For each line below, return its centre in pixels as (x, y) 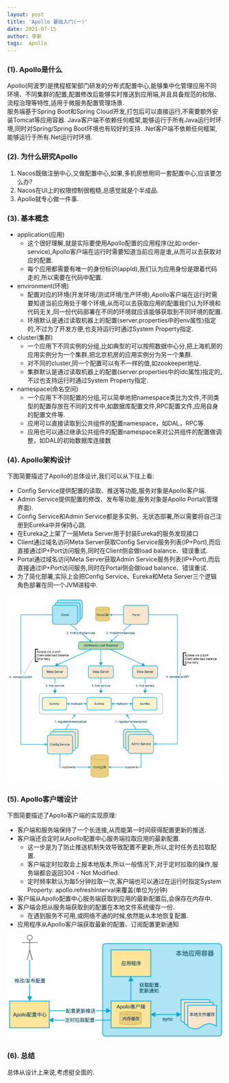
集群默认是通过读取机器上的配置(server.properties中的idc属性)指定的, (124, 372)
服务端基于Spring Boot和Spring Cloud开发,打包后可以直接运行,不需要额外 (110, 112)
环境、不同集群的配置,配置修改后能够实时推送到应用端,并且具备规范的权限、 (114, 94)
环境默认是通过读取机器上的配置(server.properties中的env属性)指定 (122, 321)
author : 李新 (25, 36)
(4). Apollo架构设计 (39, 460)
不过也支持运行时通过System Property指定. (87, 380)
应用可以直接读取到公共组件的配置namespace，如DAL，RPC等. (116, 423)
